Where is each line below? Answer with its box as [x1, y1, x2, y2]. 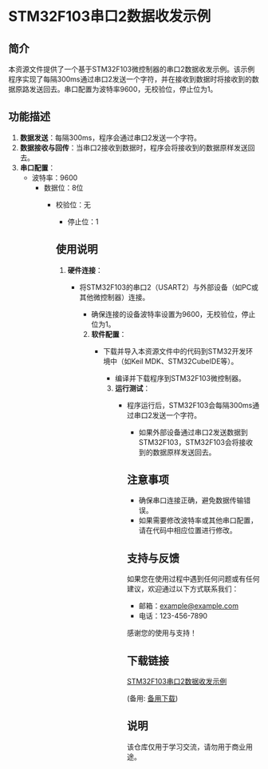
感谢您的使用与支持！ [126, 628, 197, 638]
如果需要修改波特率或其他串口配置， [138, 515, 258, 525]
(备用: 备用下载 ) [126, 694, 179, 703]
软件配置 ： [91, 329, 127, 338]
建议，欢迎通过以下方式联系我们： [126, 584, 239, 594]
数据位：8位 [43, 182, 84, 192]
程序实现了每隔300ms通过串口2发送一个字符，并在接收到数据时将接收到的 [8, 74, 253, 84]
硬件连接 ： [67, 265, 103, 274]
